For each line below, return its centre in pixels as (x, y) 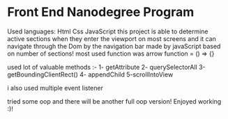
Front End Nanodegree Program (101, 12)
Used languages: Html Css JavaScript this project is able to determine (108, 31)
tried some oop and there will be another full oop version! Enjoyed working (114, 101)
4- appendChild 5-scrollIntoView (126, 74)
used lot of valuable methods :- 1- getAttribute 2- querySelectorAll (102, 67)
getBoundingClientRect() (43, 74)
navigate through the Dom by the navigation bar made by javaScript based (114, 46)
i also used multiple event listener (55, 88)
